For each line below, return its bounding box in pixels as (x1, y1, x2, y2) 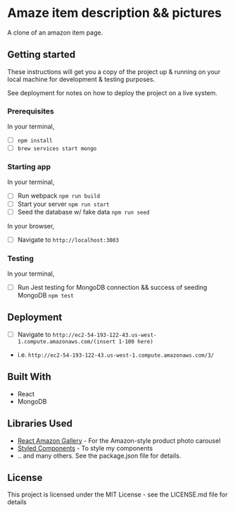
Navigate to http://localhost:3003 (17, 235, 120, 244)
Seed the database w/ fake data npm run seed (17, 207, 150, 216)
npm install (17, 138, 53, 145)
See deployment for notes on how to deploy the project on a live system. (7, 88, 218, 97)
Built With (7, 371, 51, 383)
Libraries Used (7, 417, 72, 429)
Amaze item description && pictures (7, 5, 222, 21)
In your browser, (7, 221, 55, 230)
